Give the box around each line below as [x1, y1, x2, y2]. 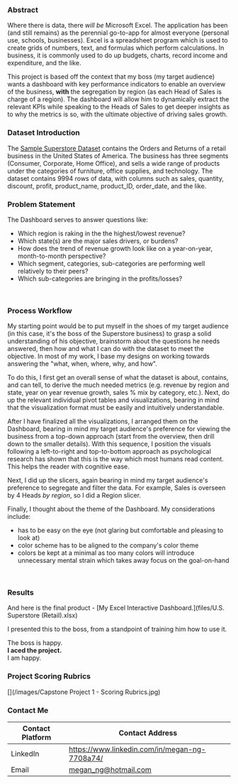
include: [7, 513, 31, 521]
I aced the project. [7, 646, 62, 655]
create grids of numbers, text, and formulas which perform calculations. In [7, 44, 225, 52]
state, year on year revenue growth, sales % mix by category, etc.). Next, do [7, 388, 230, 397]
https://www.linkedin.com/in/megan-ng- [68, 744, 206, 754]
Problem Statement [7, 199, 76, 209]
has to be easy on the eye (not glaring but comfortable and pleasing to [17, 526, 224, 534]
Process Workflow [7, 306, 72, 315]
